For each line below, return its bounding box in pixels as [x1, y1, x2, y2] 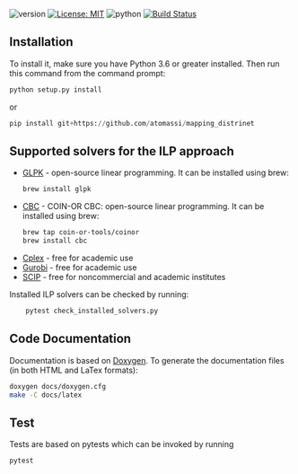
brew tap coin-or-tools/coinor [22, 228, 140, 237]
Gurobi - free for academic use [22, 262, 137, 273]
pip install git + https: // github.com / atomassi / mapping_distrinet [9, 118, 255, 127]
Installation [9, 34, 74, 49]
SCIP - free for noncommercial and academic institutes [22, 272, 226, 282]
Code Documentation [9, 331, 132, 347]
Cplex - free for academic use [22, 252, 134, 263]
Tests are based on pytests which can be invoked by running [9, 439, 234, 450]
